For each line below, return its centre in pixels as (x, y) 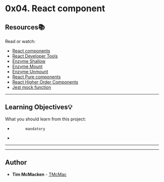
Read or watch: (20, 41)
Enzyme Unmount (30, 72)
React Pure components (36, 77)
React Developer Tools (35, 56)
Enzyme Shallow (29, 61)
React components (31, 51)
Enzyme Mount (27, 66)
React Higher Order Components (45, 82)
